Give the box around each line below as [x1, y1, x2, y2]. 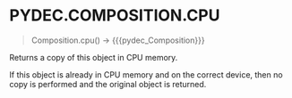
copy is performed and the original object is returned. [9, 78, 207, 89]
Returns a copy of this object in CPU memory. [9, 52, 178, 62]
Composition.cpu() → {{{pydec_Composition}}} [30, 35, 205, 45]
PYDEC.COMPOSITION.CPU [9, 5, 220, 26]
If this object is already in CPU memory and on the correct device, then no [9, 69, 284, 80]
